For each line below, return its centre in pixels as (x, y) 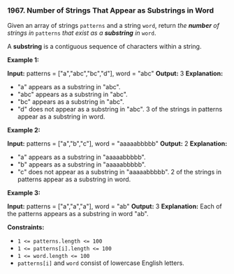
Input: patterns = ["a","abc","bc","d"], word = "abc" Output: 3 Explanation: (115, 74)
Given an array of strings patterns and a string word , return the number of (114, 26)
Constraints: (26, 227)
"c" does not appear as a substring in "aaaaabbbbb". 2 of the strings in (119, 172)
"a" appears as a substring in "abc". (69, 87)
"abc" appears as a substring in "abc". (72, 94)
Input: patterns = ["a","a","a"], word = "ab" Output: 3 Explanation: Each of (115, 206)
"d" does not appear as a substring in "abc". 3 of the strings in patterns (120, 109)
